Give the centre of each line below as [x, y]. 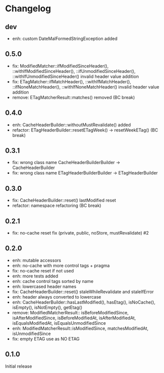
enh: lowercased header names [44, 286]
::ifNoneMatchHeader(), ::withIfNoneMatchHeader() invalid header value [86, 87]
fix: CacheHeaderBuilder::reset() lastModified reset [64, 201]
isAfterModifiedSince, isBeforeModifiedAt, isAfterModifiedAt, [74, 318]
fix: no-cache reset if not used [43, 271]
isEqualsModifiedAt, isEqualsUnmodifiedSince [59, 323]
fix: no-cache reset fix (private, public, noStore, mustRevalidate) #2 [81, 233]
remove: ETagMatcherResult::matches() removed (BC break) [74, 97]
